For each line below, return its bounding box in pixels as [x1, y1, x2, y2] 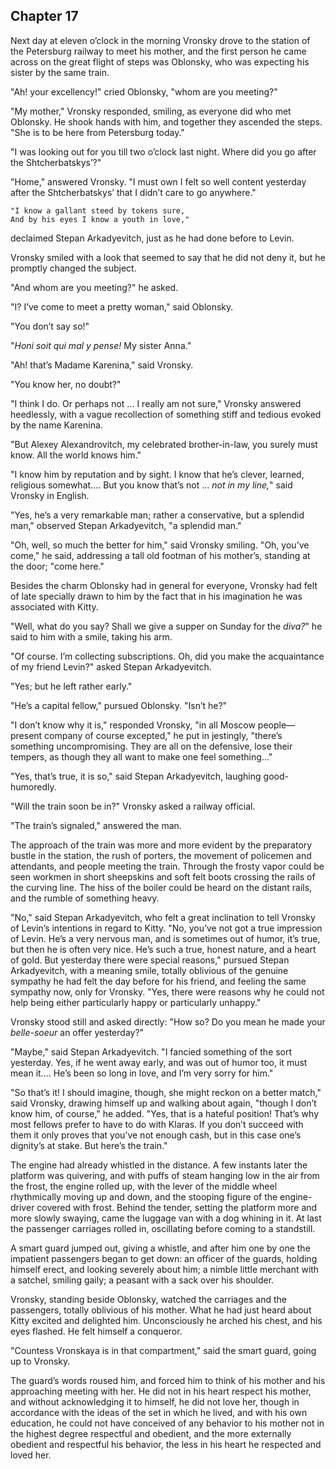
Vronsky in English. [10, 489, 90, 501]
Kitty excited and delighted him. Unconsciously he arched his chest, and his [10, 1314, 323, 1326]
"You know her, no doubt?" [10, 378, 122, 390]
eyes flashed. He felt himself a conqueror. [10, 1325, 183, 1337]
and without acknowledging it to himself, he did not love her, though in [10, 1395, 300, 1408]
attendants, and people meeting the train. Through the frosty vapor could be [10, 860, 325, 872]
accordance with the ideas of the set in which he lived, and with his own [10, 1406, 308, 1418]
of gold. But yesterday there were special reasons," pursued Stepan [10, 954, 290, 966]
